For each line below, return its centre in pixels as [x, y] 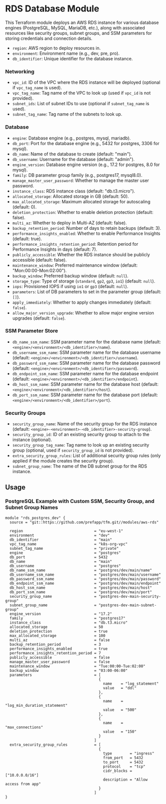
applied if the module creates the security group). [63, 461]
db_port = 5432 [59, 557]
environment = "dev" [60, 535]
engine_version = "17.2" [61, 614]
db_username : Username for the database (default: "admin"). [74, 159]
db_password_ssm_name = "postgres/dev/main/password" [85, 579]
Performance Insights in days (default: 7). [55, 249]
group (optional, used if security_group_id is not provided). [73, 450]
